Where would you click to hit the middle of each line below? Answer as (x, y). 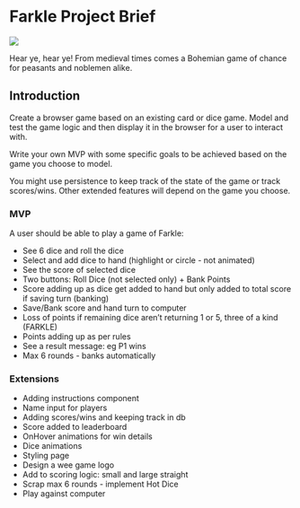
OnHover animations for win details (87, 436)
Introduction (45, 96)
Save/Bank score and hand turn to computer (104, 308)
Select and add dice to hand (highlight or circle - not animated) (139, 260)
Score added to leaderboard (75, 427)
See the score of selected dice (79, 270)
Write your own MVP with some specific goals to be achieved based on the (148, 153)
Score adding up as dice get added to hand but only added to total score (157, 289)
